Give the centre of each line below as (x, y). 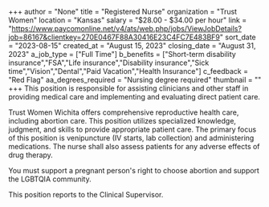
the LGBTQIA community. (50, 179)
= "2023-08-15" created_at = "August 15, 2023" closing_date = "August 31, (132, 46)
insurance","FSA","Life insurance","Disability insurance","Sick (109, 63)
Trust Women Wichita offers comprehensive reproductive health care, (124, 112)
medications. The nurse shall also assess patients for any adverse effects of (134, 146)
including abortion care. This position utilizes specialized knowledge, (122, 121)
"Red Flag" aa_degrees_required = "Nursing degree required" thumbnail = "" (135, 80)
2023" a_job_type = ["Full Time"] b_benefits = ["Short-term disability (122, 54)
